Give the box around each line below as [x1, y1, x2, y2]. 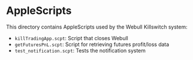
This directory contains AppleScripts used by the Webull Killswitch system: [6, 23, 188, 30]
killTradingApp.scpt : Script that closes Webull [14, 34, 128, 41]
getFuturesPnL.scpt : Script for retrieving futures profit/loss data [14, 41, 169, 48]
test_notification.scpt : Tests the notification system [14, 47, 146, 54]
